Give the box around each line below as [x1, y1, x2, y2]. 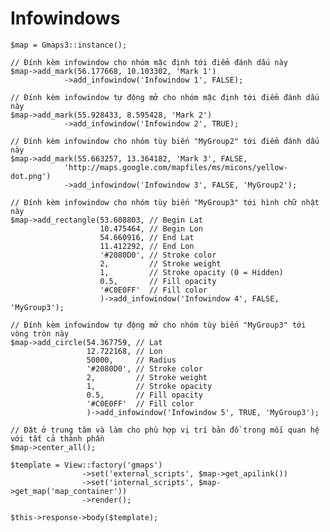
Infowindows [10, 7, 121, 30]
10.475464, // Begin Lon [99, 223, 203, 234]
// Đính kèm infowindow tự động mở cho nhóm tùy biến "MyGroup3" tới [10, 320, 307, 330]
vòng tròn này [10, 328, 70, 339]
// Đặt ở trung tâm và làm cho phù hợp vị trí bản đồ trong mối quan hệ [10, 425, 320, 435]
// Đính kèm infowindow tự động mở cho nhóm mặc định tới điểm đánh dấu [10, 92, 320, 102]
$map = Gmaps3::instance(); [10, 40, 128, 50]
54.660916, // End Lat [99, 232, 195, 242]
